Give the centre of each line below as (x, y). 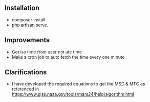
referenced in (25, 89)
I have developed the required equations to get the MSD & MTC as (78, 84)
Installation (22, 8)
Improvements (27, 40)
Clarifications (26, 72)
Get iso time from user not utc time (47, 52)
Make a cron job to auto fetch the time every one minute (68, 57)
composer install (28, 19)
